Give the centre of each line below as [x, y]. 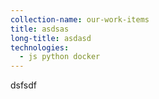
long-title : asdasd [51, 38]
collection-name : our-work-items [80, 19]
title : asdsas [40, 29]
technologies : [40, 47]
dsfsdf [23, 85]
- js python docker [60, 57]
